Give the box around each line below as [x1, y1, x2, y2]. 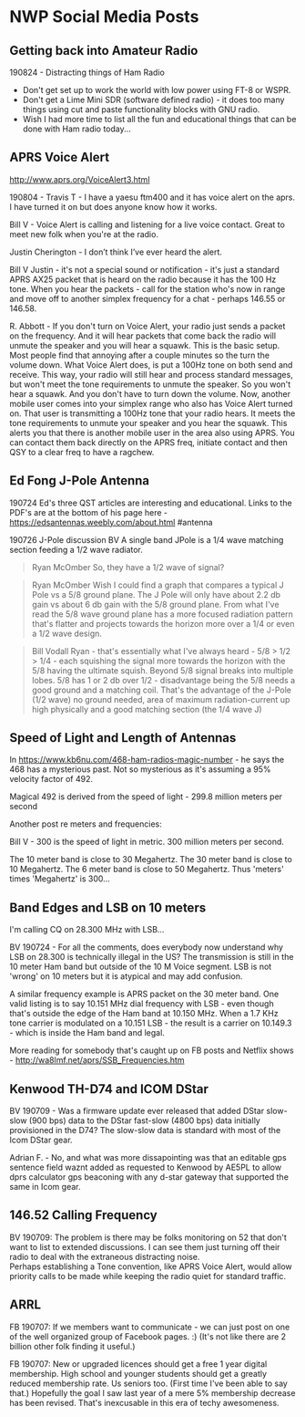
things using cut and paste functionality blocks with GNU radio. [22, 104, 260, 115]
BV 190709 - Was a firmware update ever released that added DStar [9, 1106, 265, 1117]
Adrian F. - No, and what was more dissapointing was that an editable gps [9, 1152, 287, 1163]
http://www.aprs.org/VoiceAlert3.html [9, 173, 150, 184]
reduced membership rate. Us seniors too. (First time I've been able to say [9, 1378, 289, 1389]
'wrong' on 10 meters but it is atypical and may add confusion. [9, 971, 243, 982]
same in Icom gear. [9, 1182, 81, 1193]
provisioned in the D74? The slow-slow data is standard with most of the [9, 1125, 281, 1136]
